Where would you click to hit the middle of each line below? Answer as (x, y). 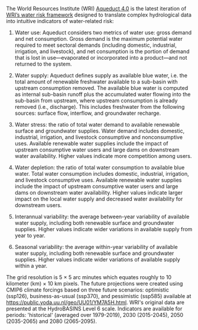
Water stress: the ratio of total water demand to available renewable (97, 124)
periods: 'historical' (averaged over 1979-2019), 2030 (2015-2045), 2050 (95, 315)
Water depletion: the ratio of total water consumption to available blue (100, 167)
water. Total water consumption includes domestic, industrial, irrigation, (102, 174)
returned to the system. (43, 64)
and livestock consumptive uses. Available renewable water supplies (98, 180)
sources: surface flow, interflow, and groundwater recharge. (88, 113)
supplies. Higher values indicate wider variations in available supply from (103, 229)
